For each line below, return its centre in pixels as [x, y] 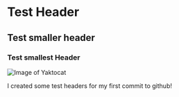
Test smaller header [51, 38]
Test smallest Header [44, 58]
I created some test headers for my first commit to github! [89, 86]
